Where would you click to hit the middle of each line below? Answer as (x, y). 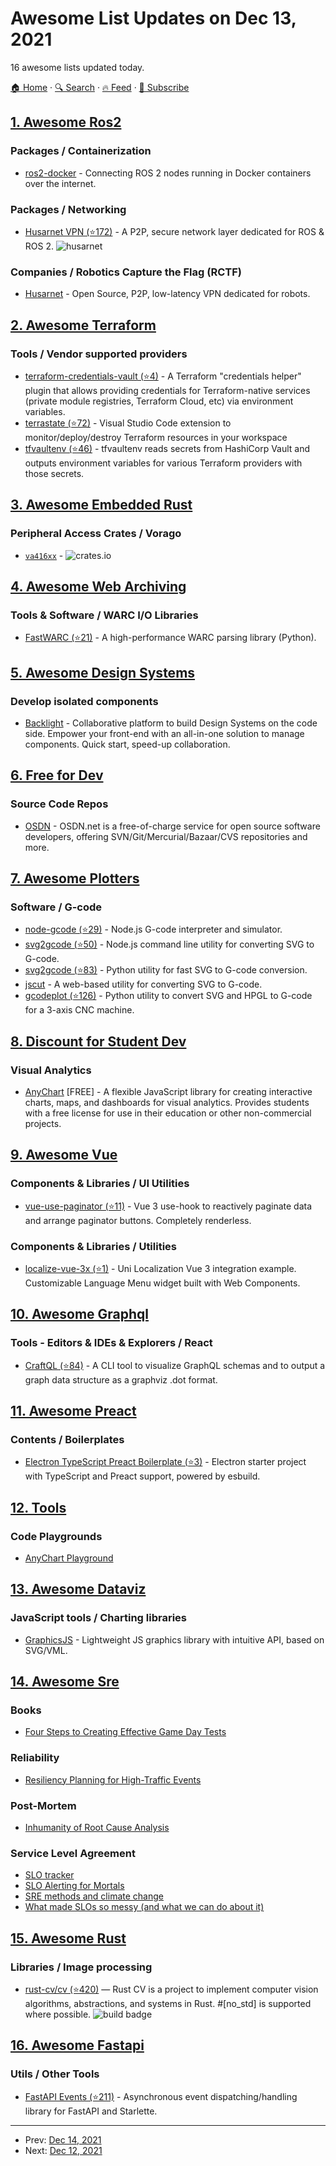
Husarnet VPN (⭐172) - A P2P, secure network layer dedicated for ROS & (174, 231)
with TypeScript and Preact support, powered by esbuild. (142, 1476)
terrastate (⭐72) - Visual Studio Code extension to (128, 423)
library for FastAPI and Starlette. (91, 2111)
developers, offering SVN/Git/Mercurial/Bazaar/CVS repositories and (166, 836)
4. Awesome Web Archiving (98, 586)
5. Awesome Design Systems (103, 672)
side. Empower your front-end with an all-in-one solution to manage (164, 733)
